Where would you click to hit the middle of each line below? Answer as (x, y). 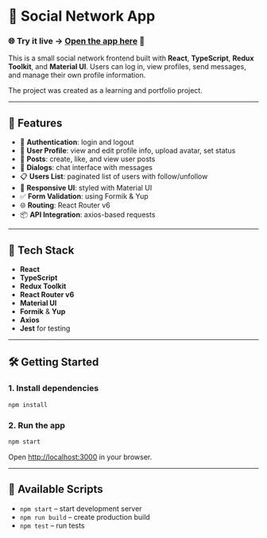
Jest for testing (45, 328)
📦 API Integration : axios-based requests (87, 215)
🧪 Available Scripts (56, 489)
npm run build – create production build (85, 517)
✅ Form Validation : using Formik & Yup (84, 196)
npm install (28, 404)
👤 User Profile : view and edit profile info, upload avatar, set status (128, 151)
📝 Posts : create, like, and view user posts (87, 159)
